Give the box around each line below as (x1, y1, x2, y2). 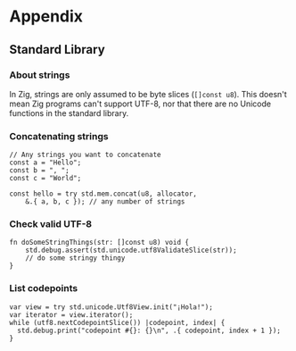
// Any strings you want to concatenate (9, 150, 162, 160)
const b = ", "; (9, 166, 70, 175)
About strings (9, 69, 70, 81)
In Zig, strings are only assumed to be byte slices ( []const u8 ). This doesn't (9, 88, 287, 99)
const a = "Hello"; (9, 158, 82, 167)
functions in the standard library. (9, 107, 129, 118)
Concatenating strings (9, 130, 109, 142)
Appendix (9, 6, 83, 27)
